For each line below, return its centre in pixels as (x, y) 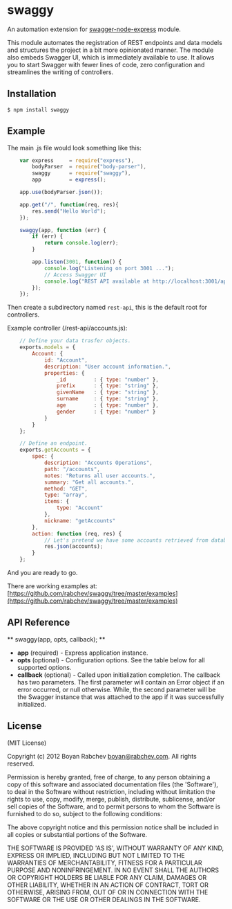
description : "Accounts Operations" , (98, 463)
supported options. (44, 667)
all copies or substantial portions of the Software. (77, 834)
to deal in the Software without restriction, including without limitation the (111, 791)
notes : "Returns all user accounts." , (100, 476)
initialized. (31, 704)
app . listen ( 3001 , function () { (77, 262)
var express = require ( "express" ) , (77, 160)
